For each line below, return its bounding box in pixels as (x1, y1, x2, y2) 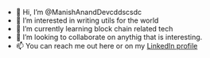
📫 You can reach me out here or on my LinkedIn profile (15, 42, 198, 50)
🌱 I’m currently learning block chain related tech (15, 24, 173, 33)
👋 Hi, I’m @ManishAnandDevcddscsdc (15, 8, 142, 16)
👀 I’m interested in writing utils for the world (15, 16, 159, 25)
